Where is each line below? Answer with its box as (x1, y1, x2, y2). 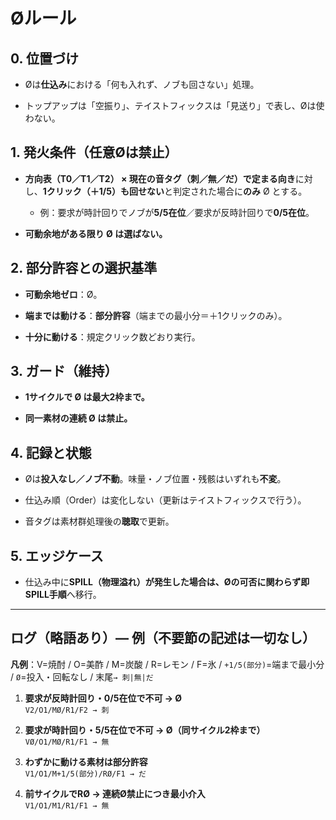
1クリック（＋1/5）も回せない (42, 185, 165, 197)
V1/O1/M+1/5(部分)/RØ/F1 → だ (24, 769, 147, 779)
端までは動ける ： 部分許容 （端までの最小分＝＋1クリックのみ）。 (24, 309, 288, 321)
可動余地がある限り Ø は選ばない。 (24, 227, 168, 239)
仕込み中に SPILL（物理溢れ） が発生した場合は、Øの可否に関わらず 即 (24, 576, 310, 588)
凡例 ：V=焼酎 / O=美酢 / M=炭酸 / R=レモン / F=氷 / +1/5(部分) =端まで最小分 (10, 658, 325, 670)
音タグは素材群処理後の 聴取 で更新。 (24, 515, 175, 528)
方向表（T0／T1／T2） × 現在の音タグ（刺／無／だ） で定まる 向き (24, 172, 296, 184)
